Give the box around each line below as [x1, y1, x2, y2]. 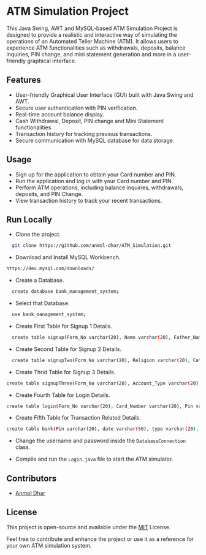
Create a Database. [15, 277, 64, 284]
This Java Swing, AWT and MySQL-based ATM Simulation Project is [6, 25, 178, 32]
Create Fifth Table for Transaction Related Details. [15, 414, 142, 421]
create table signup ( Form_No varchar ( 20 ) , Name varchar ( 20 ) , [12, 334, 172, 341]
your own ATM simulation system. [6, 542, 92, 549]
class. [15, 444, 31, 451]
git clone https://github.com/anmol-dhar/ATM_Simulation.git [12, 243, 172, 249]
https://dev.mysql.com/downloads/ [6, 265, 95, 272]
